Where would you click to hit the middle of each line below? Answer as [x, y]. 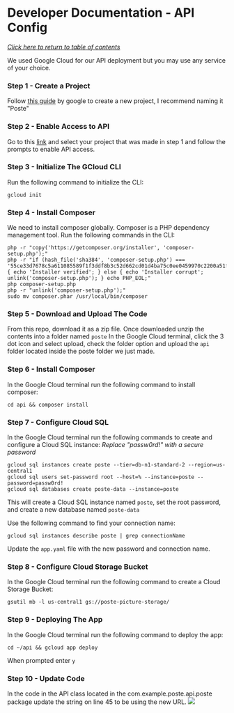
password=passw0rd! [36, 483]
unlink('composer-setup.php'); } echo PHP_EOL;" [79, 279]
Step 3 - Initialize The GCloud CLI [64, 167]
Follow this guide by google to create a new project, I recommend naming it [115, 101]
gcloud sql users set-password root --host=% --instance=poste [101, 477]
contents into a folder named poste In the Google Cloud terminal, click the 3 [116, 336]
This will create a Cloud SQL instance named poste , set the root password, [114, 502]
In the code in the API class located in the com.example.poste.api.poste [110, 694]
